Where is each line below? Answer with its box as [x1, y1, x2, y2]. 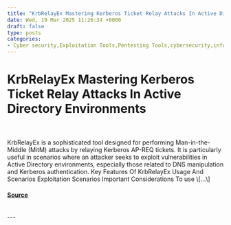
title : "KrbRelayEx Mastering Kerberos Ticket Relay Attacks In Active [7, 10, 217, 17]
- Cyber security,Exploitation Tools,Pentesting [7, 42, 149, 49]
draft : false [7, 23, 45, 30]
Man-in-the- [175, 138, 211, 147]
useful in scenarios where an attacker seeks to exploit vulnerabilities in [7, 153, 208, 161]
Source [7, 191, 29, 199]
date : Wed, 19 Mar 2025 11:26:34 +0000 [7, 17, 122, 23]
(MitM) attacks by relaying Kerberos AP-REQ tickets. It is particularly [27, 145, 221, 153]
